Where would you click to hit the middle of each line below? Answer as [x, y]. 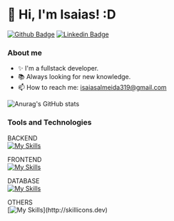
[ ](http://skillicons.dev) [58, 210]
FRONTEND [25, 159]
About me [25, 53]
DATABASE [24, 180]
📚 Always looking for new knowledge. [74, 77]
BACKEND [22, 138]
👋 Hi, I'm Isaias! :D [62, 15]
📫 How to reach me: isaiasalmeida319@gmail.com [92, 88]
